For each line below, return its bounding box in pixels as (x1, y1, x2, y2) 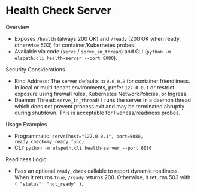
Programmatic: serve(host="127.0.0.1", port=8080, (14, 132, 144, 140)
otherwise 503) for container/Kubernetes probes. (14, 41, 136, 49)
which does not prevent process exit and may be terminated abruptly (14, 102, 185, 110)
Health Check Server (5, 4, 111, 17)
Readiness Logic (5, 155, 47, 162)
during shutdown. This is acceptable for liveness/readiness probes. (14, 109, 181, 116)
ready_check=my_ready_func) (14, 138, 84, 144)
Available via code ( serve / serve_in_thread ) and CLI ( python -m (14, 47, 171, 55)
